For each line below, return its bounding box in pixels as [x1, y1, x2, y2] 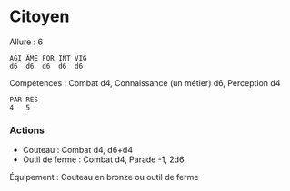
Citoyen [9, 6, 70, 27]
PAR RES [9, 95, 39, 104]
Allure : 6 [9, 36, 44, 47]
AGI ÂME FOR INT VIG [9, 53, 88, 62]
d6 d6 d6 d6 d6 [9, 62, 84, 71]
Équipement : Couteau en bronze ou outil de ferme [9, 172, 199, 183]
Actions [9, 124, 45, 137]
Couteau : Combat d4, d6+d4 [22, 145, 134, 156]
